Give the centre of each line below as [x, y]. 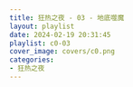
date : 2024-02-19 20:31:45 [60, 34]
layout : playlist [42, 26]
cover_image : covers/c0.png [62, 52]
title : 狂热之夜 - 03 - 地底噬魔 [67, 18]
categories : [32, 60]
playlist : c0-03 [40, 43]
